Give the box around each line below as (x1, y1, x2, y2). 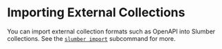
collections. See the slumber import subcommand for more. (7, 34, 176, 42)
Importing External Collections (7, 5, 186, 20)
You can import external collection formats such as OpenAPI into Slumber (7, 27, 216, 35)
